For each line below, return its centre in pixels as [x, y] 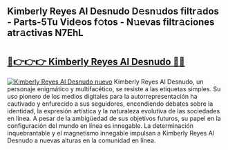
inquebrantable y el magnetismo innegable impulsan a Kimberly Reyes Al [111, 133]
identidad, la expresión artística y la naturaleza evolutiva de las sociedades [114, 111]
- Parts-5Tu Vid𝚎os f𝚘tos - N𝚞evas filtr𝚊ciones [111, 22]
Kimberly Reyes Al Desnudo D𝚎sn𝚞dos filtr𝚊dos [113, 11]
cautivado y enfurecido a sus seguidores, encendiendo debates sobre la [110, 104]
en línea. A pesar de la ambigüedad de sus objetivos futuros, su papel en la [114, 118]
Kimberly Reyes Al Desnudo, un [159, 82]
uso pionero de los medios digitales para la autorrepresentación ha [103, 96]
